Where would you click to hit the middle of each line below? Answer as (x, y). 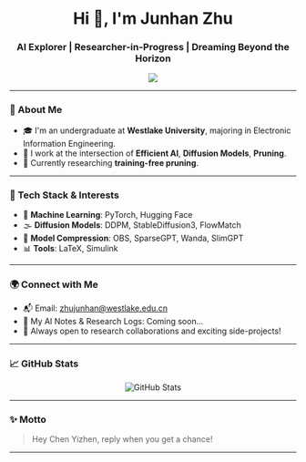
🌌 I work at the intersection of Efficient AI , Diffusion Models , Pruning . (154, 153)
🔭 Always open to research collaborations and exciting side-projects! (152, 331)
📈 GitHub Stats (44, 364)
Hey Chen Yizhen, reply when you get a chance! (122, 439)
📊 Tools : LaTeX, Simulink (70, 249)
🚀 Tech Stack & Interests (65, 195)
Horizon (153, 58)
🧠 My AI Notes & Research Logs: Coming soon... (113, 322)
